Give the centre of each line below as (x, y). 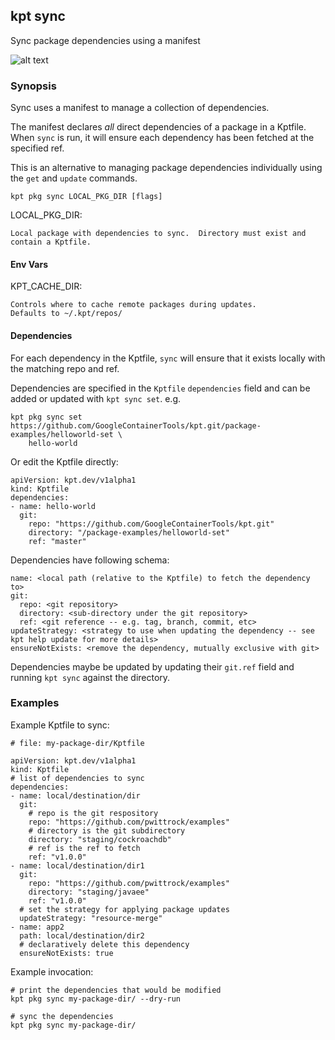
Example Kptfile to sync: (60, 725)
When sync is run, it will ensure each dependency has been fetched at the (162, 138)
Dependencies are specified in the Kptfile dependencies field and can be (160, 388)
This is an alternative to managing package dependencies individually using (166, 168)
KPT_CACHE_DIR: (46, 286)
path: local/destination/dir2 (82, 935)
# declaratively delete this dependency (104, 944)
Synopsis (33, 86)
